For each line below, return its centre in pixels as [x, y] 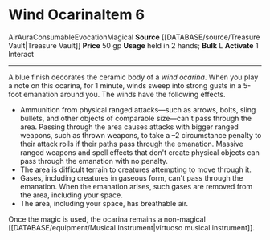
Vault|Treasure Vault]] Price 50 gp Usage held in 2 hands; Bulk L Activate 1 [133, 45]
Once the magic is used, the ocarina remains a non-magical [107, 219]
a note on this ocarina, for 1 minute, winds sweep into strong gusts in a [125, 85]
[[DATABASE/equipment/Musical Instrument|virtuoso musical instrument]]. [132, 227]
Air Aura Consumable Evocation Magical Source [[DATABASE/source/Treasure [134, 37]
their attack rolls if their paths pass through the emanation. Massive [131, 144]
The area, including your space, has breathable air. [104, 203]
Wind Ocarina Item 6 [77, 15]
